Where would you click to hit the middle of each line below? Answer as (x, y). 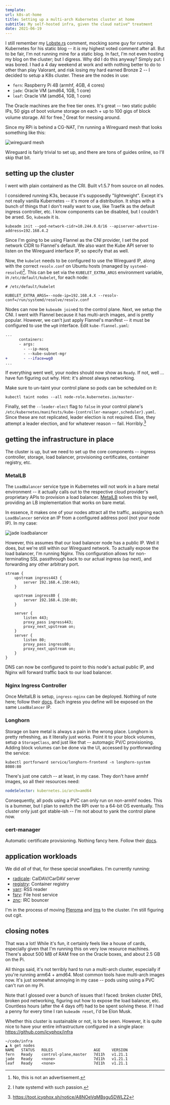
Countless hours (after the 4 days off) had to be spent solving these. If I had (84, 1006)
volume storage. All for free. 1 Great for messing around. (63, 117)
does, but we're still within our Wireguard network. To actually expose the (82, 548)
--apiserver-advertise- (134, 226)
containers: (31, 339)
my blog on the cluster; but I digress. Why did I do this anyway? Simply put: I (85, 59)
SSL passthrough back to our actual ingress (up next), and (91, 559)
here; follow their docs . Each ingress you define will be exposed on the (79, 702)
